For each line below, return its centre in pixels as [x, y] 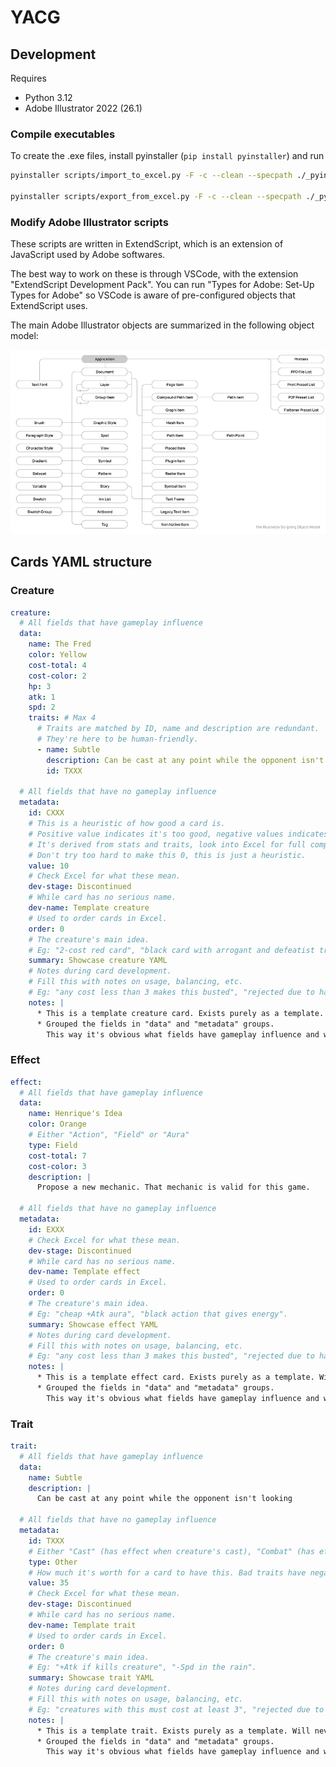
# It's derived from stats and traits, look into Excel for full [167, 844]
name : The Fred [60, 644]
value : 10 [49, 866]
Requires [28, 78]
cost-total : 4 [57, 665]
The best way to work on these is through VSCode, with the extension [154, 274]
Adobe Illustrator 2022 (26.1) [83, 108]
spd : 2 [42, 707]
